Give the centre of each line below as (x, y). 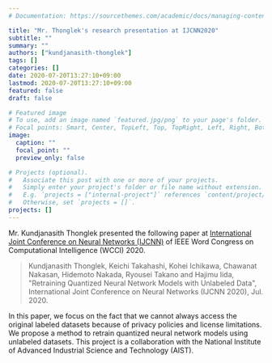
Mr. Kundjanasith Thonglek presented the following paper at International (130, 233)
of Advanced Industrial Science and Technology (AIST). (101, 350)
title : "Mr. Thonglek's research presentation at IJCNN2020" (114, 30)
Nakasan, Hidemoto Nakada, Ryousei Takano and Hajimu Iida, (131, 274)
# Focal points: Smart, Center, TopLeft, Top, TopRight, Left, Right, (130, 128)
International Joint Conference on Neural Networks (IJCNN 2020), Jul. (146, 291)
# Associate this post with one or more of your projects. (114, 180)
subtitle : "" (30, 38)
